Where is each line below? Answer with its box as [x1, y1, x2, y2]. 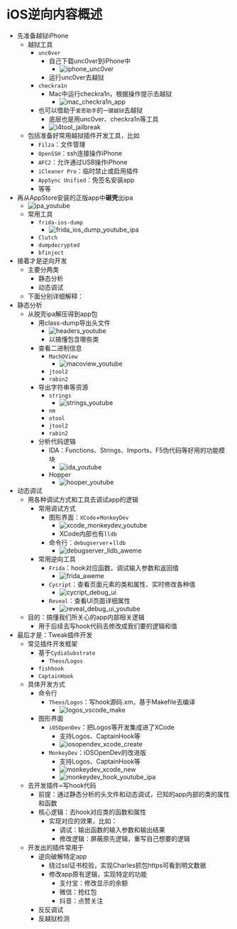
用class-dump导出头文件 [38, 318, 111, 327]
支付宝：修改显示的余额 [59, 879, 128, 887]
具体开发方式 [27, 680, 65, 688]
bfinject [38, 249, 65, 256]
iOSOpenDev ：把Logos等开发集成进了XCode [48, 722, 175, 732]
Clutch [38, 234, 58, 241]
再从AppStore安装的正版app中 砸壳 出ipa [16, 193, 133, 202]
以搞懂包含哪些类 [48, 335, 99, 343]
